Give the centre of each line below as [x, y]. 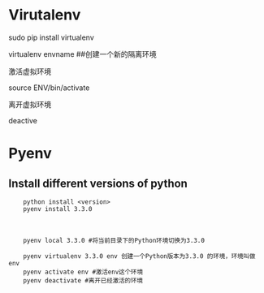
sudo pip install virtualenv [52, 37]
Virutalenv [45, 15]
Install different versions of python [98, 183]
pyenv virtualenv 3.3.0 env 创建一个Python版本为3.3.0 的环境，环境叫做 [139, 256]
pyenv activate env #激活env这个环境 [83, 272]
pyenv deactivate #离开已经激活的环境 [83, 280]
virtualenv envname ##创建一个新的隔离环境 [82, 54]
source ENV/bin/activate [49, 88]
